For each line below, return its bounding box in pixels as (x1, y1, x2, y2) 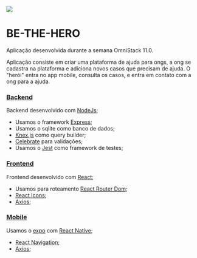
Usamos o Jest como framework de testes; (15, 144, 123, 152)
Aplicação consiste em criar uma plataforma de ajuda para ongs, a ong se (6, 58, 192, 66)
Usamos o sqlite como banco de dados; (15, 125, 115, 132)
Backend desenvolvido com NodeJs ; (6, 107, 98, 114)
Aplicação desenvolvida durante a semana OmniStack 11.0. (6, 46, 154, 54)
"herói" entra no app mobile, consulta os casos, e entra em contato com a (6, 71, 192, 78)
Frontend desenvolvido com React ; (6, 173, 94, 180)
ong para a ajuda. (6, 78, 50, 85)
